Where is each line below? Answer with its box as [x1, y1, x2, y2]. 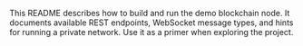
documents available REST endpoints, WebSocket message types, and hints [9, 17, 294, 28]
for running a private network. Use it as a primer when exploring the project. [9, 27, 294, 37]
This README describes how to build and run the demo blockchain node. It [9, 8, 290, 18]
